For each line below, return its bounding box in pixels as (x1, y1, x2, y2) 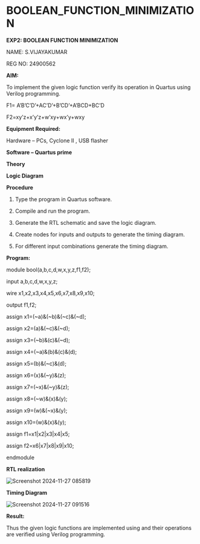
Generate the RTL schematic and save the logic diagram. (15, 219, 157, 226)
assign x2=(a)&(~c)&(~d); (6, 325, 70, 332)
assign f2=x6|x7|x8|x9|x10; (6, 442, 74, 449)
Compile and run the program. (15, 207, 91, 214)
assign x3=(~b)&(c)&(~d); (6, 336, 71, 343)
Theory (6, 160, 25, 167)
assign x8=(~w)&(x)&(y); (6, 395, 68, 402)
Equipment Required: (6, 125, 60, 132)
